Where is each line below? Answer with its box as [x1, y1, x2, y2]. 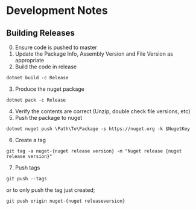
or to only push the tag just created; [6, 186, 95, 194]
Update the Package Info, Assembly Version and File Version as [14, 50, 174, 57]
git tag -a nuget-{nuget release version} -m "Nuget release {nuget [6, 148, 182, 154]
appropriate [14, 57, 45, 64]
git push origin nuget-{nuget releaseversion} [6, 198, 125, 204]
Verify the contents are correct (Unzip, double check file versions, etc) [14, 108, 191, 115]
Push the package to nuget [14, 114, 83, 121]
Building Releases [6, 28, 75, 38]
